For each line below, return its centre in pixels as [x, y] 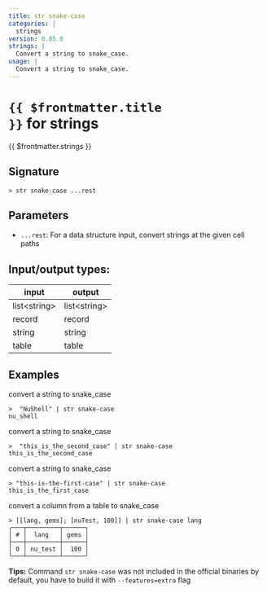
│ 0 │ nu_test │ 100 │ [49, 549]
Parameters [39, 215]
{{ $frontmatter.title [85, 107]
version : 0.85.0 [36, 39]
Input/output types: [59, 269]
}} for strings [54, 123]
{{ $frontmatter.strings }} [50, 146]
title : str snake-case [47, 16]
